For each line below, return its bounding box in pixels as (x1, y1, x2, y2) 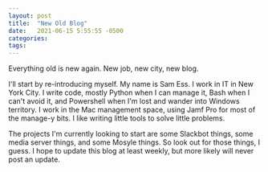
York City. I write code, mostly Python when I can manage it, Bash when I (8, 88, 250, 97)
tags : (8, 42, 26, 50)
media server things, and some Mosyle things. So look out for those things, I (8, 137, 261, 147)
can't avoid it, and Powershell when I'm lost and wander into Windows (8, 96, 240, 106)
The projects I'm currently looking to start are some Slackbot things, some (8, 129, 254, 139)
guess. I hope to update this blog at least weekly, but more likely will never (8, 146, 254, 156)
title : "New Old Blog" (8, 19, 88, 27)
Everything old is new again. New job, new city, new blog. (8, 63, 199, 73)
